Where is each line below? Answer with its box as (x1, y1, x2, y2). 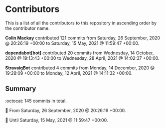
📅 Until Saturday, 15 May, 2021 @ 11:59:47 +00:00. (5, 117, 108, 123)
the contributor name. (5, 25, 50, 31)
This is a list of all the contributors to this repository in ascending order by (5, 20, 157, 26)
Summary (5, 85, 36, 93)
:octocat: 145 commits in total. (5, 98, 67, 104)
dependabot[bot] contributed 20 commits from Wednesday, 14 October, (5, 50, 154, 56)
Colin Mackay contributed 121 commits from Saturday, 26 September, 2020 (5, 35, 161, 41)
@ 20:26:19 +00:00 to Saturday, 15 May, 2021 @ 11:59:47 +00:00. (5, 40, 140, 46)
